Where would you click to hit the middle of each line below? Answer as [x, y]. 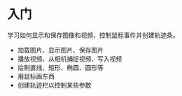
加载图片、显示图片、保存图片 [60, 50]
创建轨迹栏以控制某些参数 [54, 85]
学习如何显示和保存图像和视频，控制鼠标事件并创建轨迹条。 [93, 35]
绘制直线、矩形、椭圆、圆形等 [60, 67]
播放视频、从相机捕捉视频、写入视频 [70, 59]
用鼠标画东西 [36, 76]
